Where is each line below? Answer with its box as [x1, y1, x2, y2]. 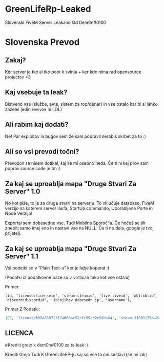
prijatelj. [5, 230, 21, 236]
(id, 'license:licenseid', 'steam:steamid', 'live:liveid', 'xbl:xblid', [5, 293, 159, 298]
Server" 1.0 [5, 187, 41, 195]
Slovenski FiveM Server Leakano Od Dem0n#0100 [5, 19, 106, 25]
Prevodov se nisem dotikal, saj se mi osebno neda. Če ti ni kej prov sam [5, 160, 149, 166]
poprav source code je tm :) [5, 166, 61, 171]
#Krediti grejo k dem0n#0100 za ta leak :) [5, 342, 88, 348]
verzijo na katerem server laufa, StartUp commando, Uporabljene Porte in [5, 206, 153, 211]
